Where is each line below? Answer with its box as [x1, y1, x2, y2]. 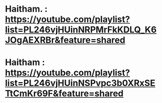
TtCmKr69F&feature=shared [5, 88, 123, 99]
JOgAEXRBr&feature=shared [5, 35, 125, 46]
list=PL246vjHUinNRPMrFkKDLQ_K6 [5, 24, 157, 35]
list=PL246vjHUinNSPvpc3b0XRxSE [5, 78, 156, 89]
